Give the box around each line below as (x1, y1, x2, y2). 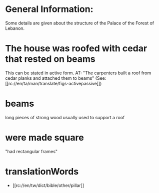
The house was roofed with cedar (5, 43, 147, 54)
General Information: (5, 3, 93, 15)
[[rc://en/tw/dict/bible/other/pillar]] (12, 182, 84, 188)
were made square (5, 132, 84, 143)
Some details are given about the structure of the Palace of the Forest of (5, 20, 154, 26)
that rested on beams (5, 53, 96, 65)
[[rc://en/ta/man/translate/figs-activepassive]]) (5, 80, 102, 86)
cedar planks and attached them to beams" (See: (5, 75, 106, 81)
